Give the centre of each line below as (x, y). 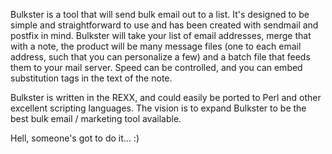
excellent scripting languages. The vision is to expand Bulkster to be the (158, 108)
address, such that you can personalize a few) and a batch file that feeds (160, 57)
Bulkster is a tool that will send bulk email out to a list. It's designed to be (160, 14)
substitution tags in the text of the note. (91, 78)
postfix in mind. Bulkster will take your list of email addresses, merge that (161, 35)
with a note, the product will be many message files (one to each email (156, 46)
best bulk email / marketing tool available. (96, 118)
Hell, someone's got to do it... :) (75, 138)
